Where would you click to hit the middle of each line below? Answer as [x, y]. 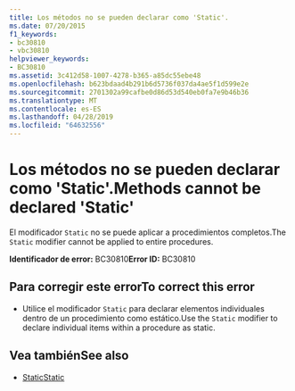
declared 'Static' [72, 208]
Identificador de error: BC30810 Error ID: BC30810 [102, 259]
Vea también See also [69, 356]
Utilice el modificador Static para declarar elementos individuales [143, 308]
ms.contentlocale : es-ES [55, 109]
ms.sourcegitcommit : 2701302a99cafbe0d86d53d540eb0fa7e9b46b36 [129, 92]
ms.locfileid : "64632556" [57, 126]
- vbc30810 [29, 51]
